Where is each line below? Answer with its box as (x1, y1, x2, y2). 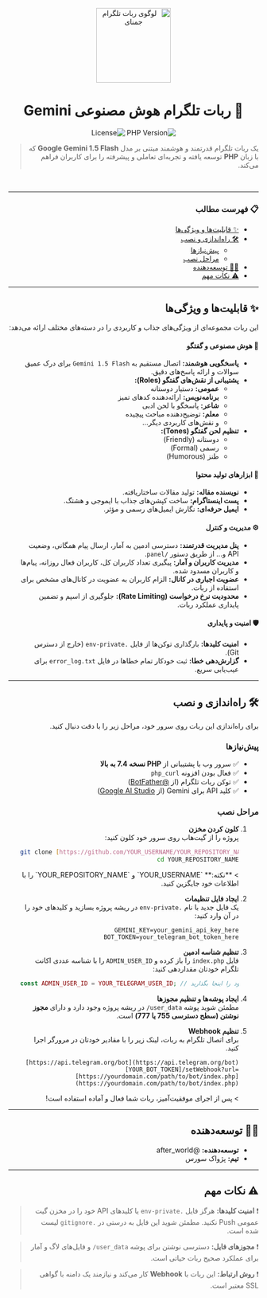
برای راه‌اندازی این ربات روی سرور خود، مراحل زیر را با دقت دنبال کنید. (49, 721, 259, 730)
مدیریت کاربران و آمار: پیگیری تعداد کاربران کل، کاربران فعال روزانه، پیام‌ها (20, 557, 239, 567)
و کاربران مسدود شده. (172, 565, 239, 575)
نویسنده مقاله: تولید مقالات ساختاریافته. (122, 487, 239, 497)
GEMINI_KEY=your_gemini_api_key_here (114, 926, 239, 935)
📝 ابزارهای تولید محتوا (195, 470, 259, 479)
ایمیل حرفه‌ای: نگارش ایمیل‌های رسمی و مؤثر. (103, 504, 239, 514)
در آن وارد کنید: (194, 911, 239, 921)
